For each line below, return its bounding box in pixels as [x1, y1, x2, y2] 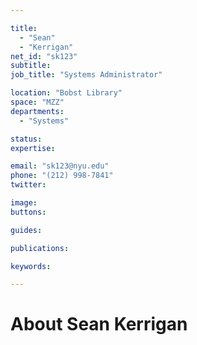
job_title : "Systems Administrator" [10, 70, 163, 80]
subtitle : [10, 61, 52, 71]
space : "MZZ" [10, 97, 65, 107]
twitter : [10, 180, 47, 190]
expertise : [10, 143, 56, 153]
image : [10, 198, 38, 208]
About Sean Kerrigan [10, 313, 188, 336]
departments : [10, 106, 65, 116]
